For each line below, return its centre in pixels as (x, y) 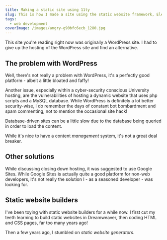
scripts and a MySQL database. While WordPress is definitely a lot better (80, 100)
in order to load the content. (34, 126)
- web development (29, 24)
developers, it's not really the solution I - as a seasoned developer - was (79, 179)
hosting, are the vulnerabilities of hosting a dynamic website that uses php (81, 95)
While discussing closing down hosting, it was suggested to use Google (79, 168)
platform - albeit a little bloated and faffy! (47, 80)
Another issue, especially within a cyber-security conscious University (77, 90)
